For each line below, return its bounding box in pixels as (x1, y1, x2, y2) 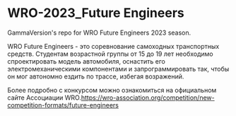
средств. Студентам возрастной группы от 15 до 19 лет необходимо (7, 50, 213, 58)
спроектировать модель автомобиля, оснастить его (7, 57, 166, 65)
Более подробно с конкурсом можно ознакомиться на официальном (7, 86, 217, 94)
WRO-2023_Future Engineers (7, 5, 185, 21)
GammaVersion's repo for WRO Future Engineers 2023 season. (7, 28, 191, 37)
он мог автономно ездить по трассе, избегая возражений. (7, 72, 184, 81)
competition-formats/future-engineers (7, 100, 119, 109)
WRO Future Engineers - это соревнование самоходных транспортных (7, 42, 220, 50)
